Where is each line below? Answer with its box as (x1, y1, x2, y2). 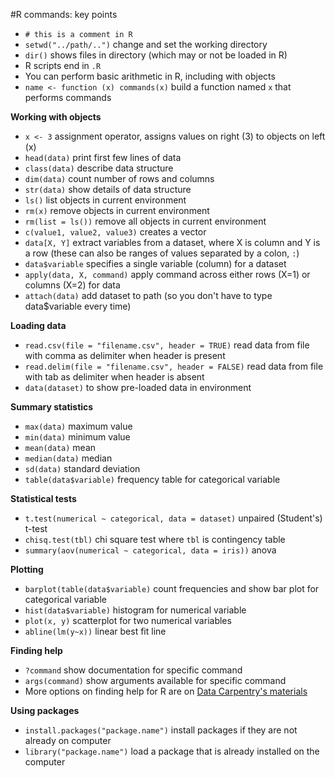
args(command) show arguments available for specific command (24, 675, 287, 686)
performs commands (24, 92, 112, 103)
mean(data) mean (24, 442, 97, 453)
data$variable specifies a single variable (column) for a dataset (24, 258, 287, 269)
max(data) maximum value (24, 420, 133, 432)
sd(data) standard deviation (24, 463, 141, 474)
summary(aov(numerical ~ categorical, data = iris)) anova (24, 544, 277, 556)
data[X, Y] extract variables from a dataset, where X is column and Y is (24, 237, 321, 248)
